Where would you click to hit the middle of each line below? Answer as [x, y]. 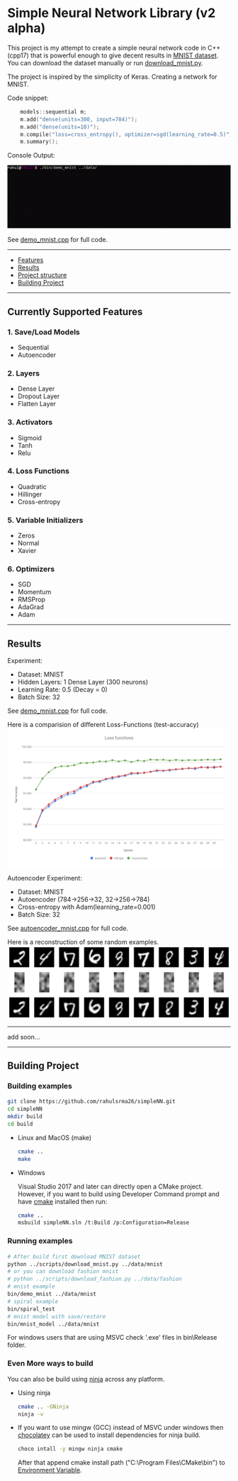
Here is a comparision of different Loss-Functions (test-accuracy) [103, 725]
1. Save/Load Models [44, 332]
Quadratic [32, 486]
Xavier [27, 551]
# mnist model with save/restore [57, 1316]
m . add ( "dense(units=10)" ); [60, 127]
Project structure [42, 275]
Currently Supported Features [75, 311]
